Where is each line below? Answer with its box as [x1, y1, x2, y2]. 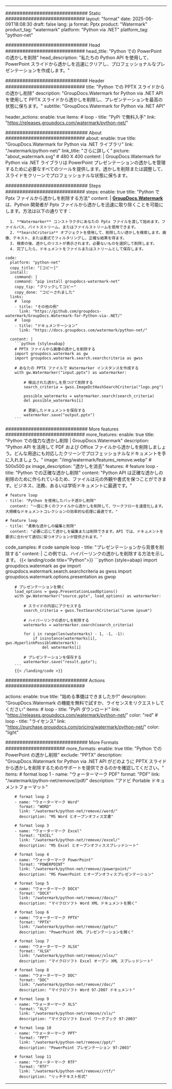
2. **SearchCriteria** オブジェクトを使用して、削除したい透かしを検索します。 [10, 230, 163, 235]
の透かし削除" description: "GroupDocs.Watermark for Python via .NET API [5, 90, 163, 96]
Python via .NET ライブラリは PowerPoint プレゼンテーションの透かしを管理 [5, 160, 166, 165]
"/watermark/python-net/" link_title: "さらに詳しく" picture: [5, 147, 130, 154]
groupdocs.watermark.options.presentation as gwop [5, 574, 116, 579]
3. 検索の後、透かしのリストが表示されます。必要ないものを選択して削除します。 [10, 241, 157, 246]
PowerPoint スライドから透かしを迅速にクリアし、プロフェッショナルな [5, 61, 157, 67]
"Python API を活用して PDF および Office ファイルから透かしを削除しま [5, 444, 158, 450]
